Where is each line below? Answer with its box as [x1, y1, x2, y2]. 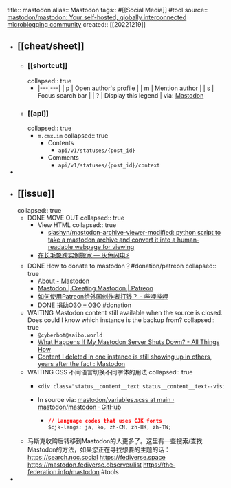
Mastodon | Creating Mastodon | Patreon [37, 284, 153, 292]
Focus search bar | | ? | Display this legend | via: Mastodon [37, 91, 204, 99]
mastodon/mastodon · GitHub [37, 403, 122, 411]
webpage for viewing [74, 242, 135, 251]
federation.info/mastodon [27, 468, 100, 476]
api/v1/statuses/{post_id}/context [58, 162, 160, 169]
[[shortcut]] [27, 61, 68, 71]
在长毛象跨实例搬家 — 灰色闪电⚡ [37, 251, 130, 259]
